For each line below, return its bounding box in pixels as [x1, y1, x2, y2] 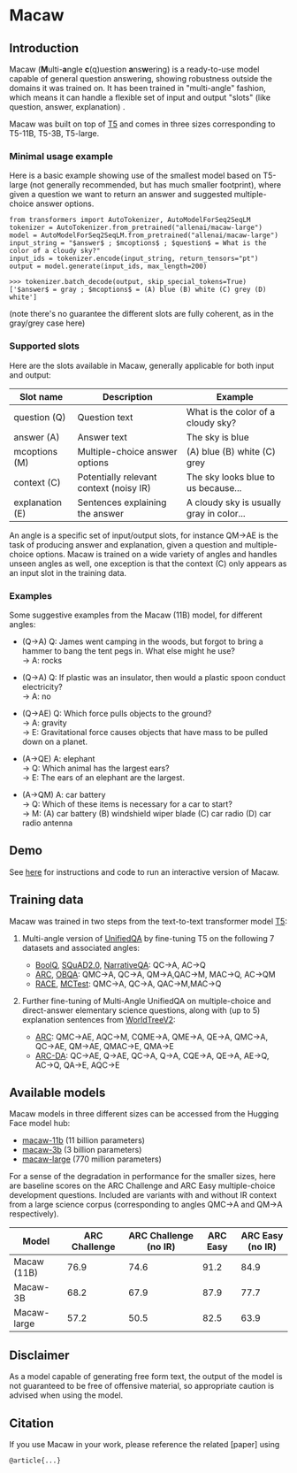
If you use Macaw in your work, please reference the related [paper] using [9, 1438, 280, 1449]
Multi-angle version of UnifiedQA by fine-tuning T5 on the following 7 [21, 932, 275, 943]
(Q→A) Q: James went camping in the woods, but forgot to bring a [21, 636, 263, 647]
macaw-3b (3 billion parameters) [21, 1145, 142, 1155]
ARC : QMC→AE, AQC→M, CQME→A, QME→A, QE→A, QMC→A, [34, 1032, 269, 1042]
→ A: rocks [21, 655, 63, 665]
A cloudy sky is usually [186, 496, 281, 509]
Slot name [19, 390, 64, 403]
